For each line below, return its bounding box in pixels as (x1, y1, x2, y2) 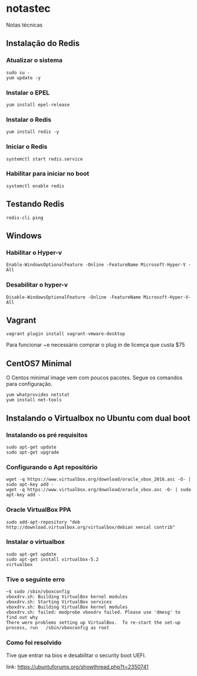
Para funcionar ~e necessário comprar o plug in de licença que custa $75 (6, 342, 185, 349)
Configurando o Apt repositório (6, 463, 98, 471)
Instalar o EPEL (6, 88, 50, 96)
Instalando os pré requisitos (6, 431, 88, 439)
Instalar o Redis (6, 115, 52, 123)
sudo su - (6, 70, 31, 76)
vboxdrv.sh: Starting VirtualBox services (6, 599, 112, 605)
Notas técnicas (6, 21, 43, 28)
